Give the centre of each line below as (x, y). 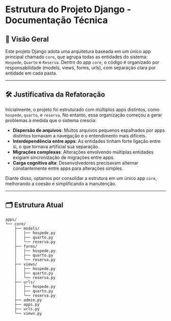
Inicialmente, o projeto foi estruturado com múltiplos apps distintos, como (82, 109)
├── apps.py (27, 304)
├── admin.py (28, 300)
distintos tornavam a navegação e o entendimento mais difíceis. (79, 135)
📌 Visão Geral (27, 39)
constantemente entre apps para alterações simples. (68, 168)
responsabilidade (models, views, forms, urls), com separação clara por (81, 68)
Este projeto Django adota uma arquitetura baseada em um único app (78, 51)
